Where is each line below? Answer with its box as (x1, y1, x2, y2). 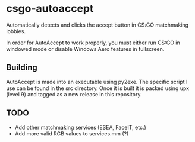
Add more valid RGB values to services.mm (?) (14, 130, 129, 137)
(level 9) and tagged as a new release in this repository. (6, 91, 142, 98)
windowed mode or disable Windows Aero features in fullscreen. (6, 45, 165, 52)
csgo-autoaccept (6, 2, 94, 15)
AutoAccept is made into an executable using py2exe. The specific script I (6, 78, 188, 85)
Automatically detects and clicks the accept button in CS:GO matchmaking (6, 21, 189, 28)
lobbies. (6, 27, 26, 34)
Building (6, 63, 37, 73)
